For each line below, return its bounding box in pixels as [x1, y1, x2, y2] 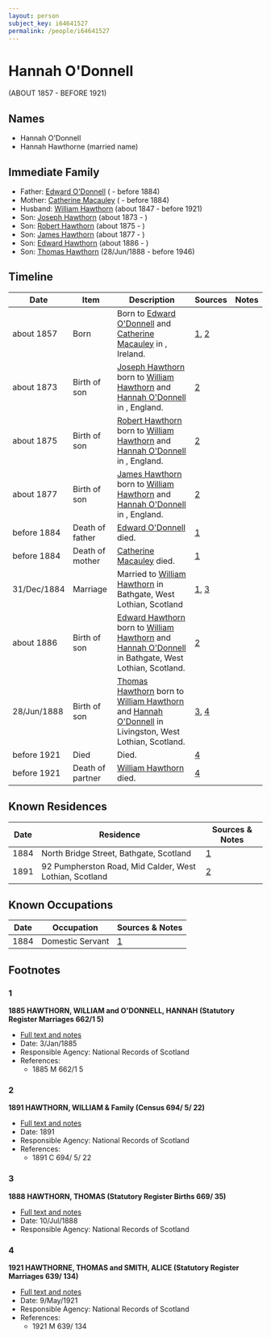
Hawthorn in [116, 579, 164, 590]
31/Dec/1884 [12, 583, 65, 595]
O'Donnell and [116, 318, 172, 329]
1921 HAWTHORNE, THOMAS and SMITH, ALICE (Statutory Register [8, 1262, 240, 1273]
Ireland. [116, 348, 146, 360]
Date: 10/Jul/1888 [19, 1215, 78, 1225]
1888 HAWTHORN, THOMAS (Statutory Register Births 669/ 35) [8, 1191, 227, 1201]
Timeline [8, 270, 54, 284]
